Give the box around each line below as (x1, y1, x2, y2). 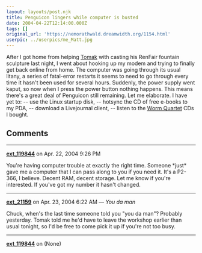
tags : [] (6, 25, 28, 32)
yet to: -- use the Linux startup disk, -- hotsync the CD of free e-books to (6, 98, 188, 105)
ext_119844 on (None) (6, 240, 62, 247)
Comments (6, 128, 49, 139)
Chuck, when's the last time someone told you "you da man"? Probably (6, 210, 183, 217)
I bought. (6, 111, 29, 118)
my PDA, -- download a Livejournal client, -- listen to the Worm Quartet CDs (6, 105, 194, 111)
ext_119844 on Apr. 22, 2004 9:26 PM (6, 150, 101, 157)
